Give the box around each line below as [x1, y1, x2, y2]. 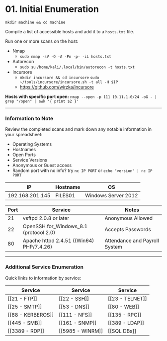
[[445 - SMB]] [7, 319, 42, 326]
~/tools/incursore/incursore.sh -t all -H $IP [19, 80, 118, 85]
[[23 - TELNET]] [107, 295, 148, 302]
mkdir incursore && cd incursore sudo [19, 75, 99, 80]
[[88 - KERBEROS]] [7, 311, 54, 318]
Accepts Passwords [104, 226, 151, 233]
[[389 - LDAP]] [107, 319, 145, 326]
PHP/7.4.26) [22, 244, 53, 251]
